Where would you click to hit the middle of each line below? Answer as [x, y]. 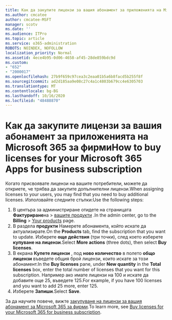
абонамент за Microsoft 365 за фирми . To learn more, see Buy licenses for [84, 307]
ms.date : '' [18, 29]
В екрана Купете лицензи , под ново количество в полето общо [84, 253]
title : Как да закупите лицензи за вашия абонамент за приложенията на [83, 10]
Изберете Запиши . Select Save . [47, 291]
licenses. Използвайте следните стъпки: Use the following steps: [74, 200]
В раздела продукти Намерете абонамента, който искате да [79, 226]
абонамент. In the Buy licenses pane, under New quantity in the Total [87, 264]
